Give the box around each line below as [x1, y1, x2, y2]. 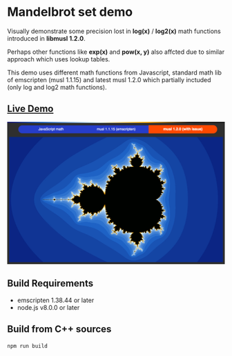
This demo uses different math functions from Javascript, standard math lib [7, 68, 222, 77]
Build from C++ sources [7, 324, 112, 335]
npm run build [7, 342, 48, 349]
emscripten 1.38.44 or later [17, 296, 95, 304]
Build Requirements [7, 277, 94, 290]
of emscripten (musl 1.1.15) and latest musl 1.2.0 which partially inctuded [7, 75, 212, 83]
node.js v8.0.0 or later [17, 303, 80, 311]
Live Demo [7, 103, 54, 115]
